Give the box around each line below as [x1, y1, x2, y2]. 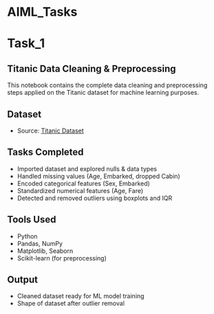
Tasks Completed [7, 146, 84, 158]
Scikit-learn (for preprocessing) [17, 254, 107, 262]
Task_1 [7, 36, 45, 52]
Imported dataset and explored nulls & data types [17, 164, 157, 172]
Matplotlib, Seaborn [17, 247, 74, 255]
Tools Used [7, 214, 56, 225]
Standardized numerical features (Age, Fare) [17, 186, 144, 194]
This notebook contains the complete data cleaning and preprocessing [7, 81, 208, 89]
